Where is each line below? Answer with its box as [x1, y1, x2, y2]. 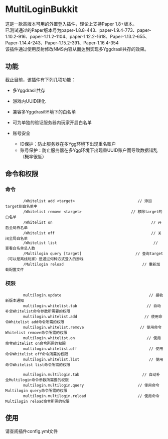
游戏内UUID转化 [12, 98, 46, 104]
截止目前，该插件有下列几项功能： [5, 77, 76, 83]
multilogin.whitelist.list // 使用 [23, 357, 163, 362]
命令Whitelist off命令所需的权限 [5, 351, 69, 356]
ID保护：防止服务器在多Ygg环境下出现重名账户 [20, 141, 116, 147]
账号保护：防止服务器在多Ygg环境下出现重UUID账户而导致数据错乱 [20, 147, 158, 153]
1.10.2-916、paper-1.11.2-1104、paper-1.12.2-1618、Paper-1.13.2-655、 [5, 33, 149, 39]
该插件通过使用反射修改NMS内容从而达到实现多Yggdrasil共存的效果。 [5, 46, 149, 52]
